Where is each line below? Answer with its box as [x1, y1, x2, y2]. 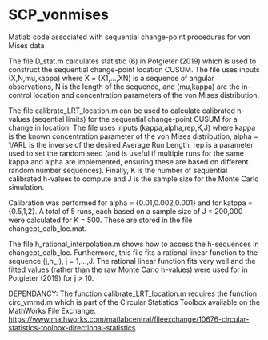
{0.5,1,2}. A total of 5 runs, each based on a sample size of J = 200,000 [8, 206, 243, 216]
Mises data [8, 40, 45, 50]
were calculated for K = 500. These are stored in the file [8, 215, 193, 225]
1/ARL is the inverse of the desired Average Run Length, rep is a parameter [8, 140, 254, 149]
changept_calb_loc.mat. [8, 223, 87, 233]
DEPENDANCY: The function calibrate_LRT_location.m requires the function [8, 289, 258, 298]
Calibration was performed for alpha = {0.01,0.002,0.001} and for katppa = [8, 198, 254, 208]
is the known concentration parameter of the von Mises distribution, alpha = [8, 131, 258, 141]
